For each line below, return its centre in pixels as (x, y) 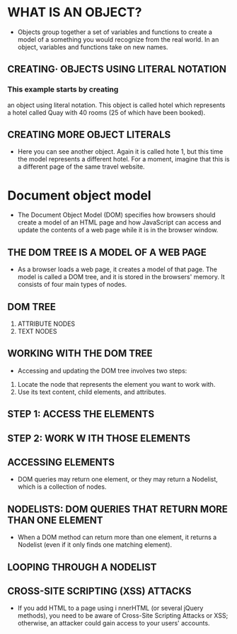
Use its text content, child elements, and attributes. (92, 392)
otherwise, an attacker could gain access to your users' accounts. (114, 623)
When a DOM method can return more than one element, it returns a (117, 537)
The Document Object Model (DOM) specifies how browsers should (116, 215)
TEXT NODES (37, 331)
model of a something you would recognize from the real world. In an (118, 39)
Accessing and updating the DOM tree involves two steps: (102, 370)
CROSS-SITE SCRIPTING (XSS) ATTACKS (99, 591)
